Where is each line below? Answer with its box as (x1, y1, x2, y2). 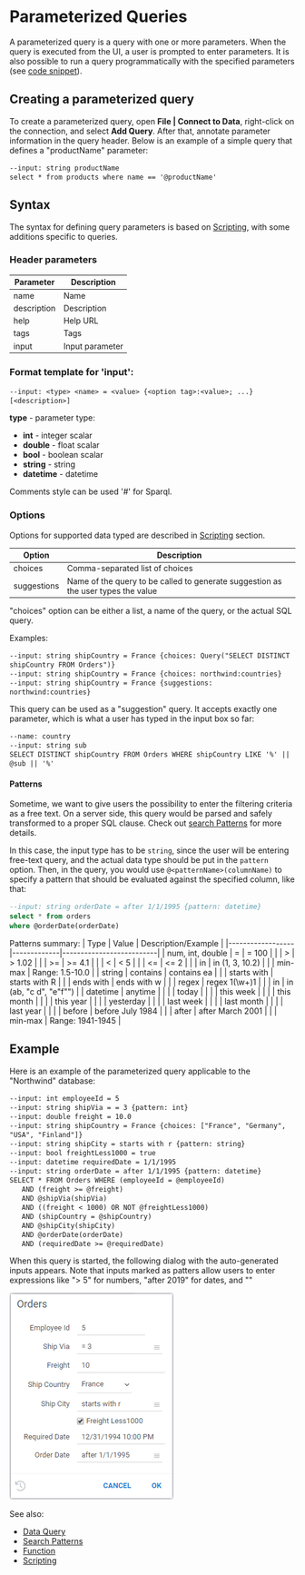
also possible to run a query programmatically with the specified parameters (9, 55, 295, 66)
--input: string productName (9, 163, 120, 173)
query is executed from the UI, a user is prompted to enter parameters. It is (9, 45, 290, 56)
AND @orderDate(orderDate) (21, 1230, 124, 1239)
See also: (9, 1508, 44, 1519)
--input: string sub (9, 741, 88, 750)
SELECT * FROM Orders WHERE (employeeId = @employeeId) (9, 1175, 225, 1184)
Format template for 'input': (9, 366, 134, 379)
